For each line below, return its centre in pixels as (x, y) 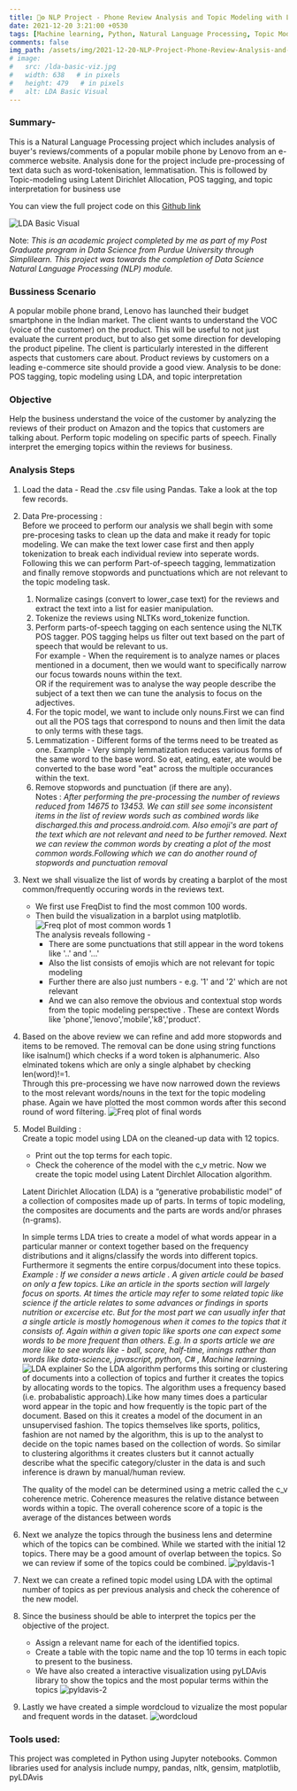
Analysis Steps (42, 470)
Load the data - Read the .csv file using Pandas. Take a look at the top (149, 489)
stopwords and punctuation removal (101, 862)
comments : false (39, 42)
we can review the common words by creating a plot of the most (153, 843)
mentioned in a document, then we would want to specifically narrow (161, 664)
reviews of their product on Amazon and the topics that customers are (137, 428)
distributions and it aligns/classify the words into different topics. (140, 1255)
